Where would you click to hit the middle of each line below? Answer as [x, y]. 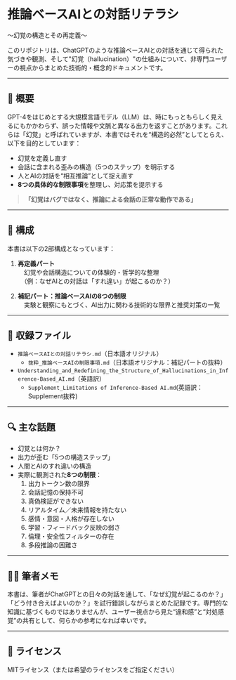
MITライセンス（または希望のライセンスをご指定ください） [93, 669]
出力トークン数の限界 [59, 484]
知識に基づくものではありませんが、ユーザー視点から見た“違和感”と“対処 [113, 612]
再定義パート [36, 263]
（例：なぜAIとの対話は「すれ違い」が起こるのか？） [99, 281]
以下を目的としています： [44, 143]
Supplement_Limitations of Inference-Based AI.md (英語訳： [116, 388]
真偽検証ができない [56, 501]
